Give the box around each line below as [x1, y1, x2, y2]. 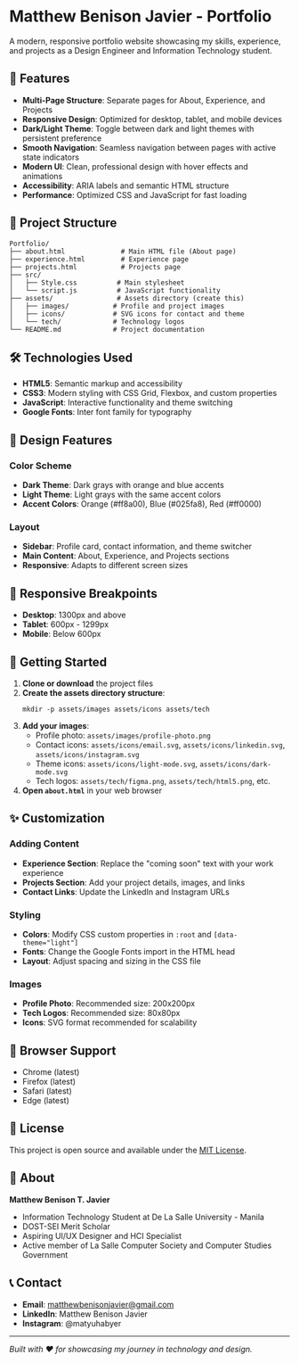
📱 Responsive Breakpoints [9, 586, 158, 601]
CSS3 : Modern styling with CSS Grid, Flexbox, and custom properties [21, 388, 278, 399]
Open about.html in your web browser [21, 785, 163, 796]
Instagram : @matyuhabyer [21, 1318, 122, 1328]
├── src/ [9, 270, 42, 279]
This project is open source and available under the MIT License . [9, 1144, 247, 1155]
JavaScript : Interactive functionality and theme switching [21, 397, 233, 408]
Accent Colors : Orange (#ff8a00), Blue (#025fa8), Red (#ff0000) [21, 499, 263, 509]
